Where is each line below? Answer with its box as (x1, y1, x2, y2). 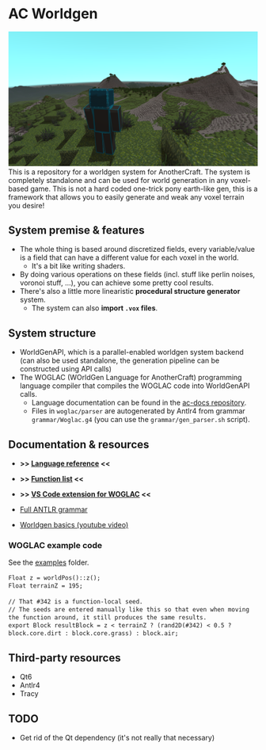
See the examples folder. (8, 558, 89, 567)
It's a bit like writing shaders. (31, 261, 126, 271)
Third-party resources (8, 651, 121, 664)
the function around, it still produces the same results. (8, 614, 207, 622)
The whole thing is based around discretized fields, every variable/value (19, 245, 256, 254)
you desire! (8, 200, 45, 210)
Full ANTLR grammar (19, 504, 89, 515)
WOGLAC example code (8, 539, 103, 550)
